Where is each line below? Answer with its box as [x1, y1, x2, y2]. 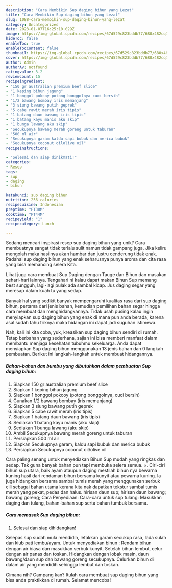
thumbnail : [6, 50, 29, 55]
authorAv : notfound [6, 65, 47, 70]
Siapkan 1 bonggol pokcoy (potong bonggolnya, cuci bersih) [13, 392, 140, 398]
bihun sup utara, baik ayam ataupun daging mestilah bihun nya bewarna [6, 467, 157, 474]
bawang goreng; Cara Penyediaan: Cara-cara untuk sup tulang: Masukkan [6, 495, 162, 501]
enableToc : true [6, 41, 40, 46]
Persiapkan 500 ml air [13, 436, 60, 442]
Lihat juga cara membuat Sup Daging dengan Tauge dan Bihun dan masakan [6, 271, 167, 278]
